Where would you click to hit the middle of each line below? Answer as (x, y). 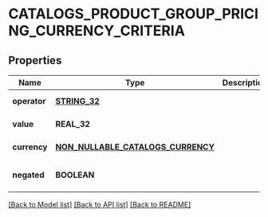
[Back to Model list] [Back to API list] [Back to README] (100, 205)
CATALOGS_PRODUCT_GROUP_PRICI (134, 14)
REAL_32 (73, 124)
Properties (35, 60)
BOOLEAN (75, 175)
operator (29, 101)
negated (29, 175)
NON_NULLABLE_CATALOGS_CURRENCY (135, 147)
